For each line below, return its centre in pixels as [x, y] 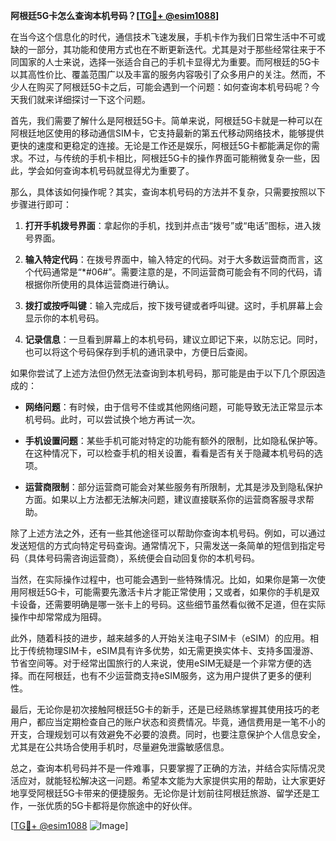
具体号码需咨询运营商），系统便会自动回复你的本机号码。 [143, 558]
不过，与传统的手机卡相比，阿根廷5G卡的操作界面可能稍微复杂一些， [169, 158]
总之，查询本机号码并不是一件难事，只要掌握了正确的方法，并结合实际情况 [163, 768]
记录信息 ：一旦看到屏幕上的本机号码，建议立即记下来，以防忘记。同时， [173, 339]
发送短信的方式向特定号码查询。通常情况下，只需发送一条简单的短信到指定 [163, 545]
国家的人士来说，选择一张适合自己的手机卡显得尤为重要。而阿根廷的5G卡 [169, 62]
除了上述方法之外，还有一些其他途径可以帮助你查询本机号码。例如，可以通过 [168, 533]
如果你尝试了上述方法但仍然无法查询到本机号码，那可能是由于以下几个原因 [163, 373]
